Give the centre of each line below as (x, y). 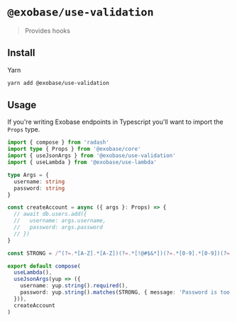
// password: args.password (58, 228)
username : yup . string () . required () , (75, 286)
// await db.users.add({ (50, 214)
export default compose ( (44, 266)
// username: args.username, (60, 221)
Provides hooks (48, 30)
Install (21, 53)
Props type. (24, 130)
